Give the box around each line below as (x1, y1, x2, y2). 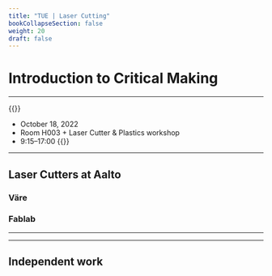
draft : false (8, 34, 53, 43)
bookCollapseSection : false (8, 19, 104, 28)
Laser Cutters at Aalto (8, 168, 121, 181)
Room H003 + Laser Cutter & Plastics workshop (19, 128, 181, 138)
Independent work (8, 255, 104, 269)
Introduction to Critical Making (8, 70, 219, 87)
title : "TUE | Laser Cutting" (8, 11, 111, 20)
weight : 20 (8, 27, 45, 35)
